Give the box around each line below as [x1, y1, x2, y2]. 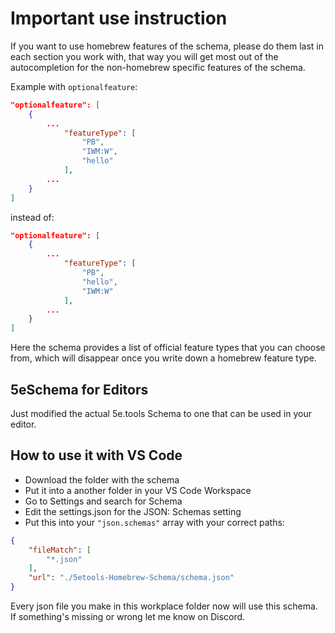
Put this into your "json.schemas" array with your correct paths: [24, 516, 285, 528]
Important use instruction [10, 7, 228, 30]
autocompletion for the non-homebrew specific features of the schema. [10, 61, 306, 73]
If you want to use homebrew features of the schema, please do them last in [10, 40, 325, 52]
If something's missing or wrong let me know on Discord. [10, 611, 246, 623]
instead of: [10, 211, 55, 223]
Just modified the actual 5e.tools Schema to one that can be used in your [10, 408, 312, 419]
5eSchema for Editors [10, 381, 149, 398]
